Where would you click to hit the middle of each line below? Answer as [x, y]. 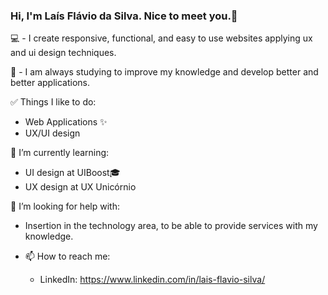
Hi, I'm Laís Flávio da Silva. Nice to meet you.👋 [124, 16]
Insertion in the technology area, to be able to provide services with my [171, 226]
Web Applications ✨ [66, 122]
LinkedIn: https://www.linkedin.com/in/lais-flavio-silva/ [152, 280]
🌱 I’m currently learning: [60, 153]
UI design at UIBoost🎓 [72, 173]
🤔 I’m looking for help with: [65, 206]
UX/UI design [52, 133]
